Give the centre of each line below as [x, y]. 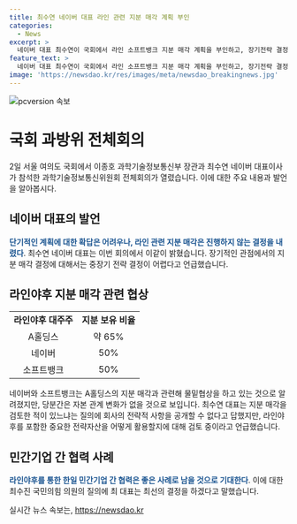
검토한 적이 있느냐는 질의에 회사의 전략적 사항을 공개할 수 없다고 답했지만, [135, 415]
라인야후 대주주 [43, 321]
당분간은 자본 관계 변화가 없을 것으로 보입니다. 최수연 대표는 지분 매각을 [164, 405]
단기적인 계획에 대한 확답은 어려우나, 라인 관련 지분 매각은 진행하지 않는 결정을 [141, 242]
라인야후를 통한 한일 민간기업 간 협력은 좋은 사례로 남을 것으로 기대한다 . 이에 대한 [146, 480]
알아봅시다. [38, 188]
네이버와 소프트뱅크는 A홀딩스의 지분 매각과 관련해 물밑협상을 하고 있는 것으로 [143, 393]
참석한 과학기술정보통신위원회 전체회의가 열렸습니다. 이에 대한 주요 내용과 [145, 177]
